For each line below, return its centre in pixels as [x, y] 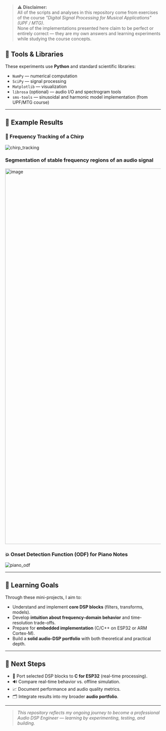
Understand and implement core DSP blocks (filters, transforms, [78, 607]
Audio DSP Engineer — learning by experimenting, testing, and [81, 718]
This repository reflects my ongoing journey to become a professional [88, 712]
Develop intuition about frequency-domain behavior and [71, 617]
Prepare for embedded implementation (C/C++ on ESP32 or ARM [80, 628]
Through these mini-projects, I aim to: [43, 597]
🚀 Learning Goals [32, 585]
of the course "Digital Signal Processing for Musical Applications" [84, 18]
